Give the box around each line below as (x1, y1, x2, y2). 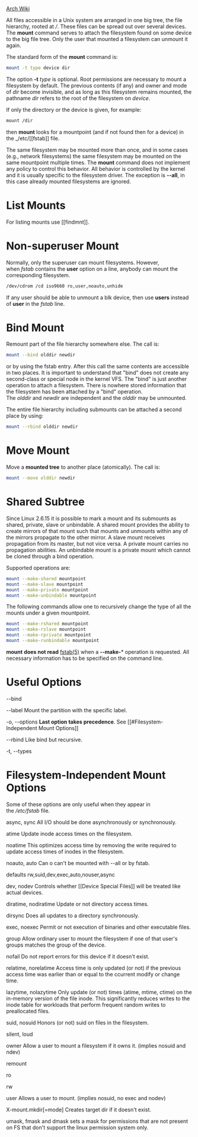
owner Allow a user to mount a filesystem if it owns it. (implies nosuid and (6, 1042, 186, 1049)
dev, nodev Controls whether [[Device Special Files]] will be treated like (6, 882, 181, 889)
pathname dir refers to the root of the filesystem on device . (6, 95, 151, 102)
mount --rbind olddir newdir (6, 424, 78, 430)
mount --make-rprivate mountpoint (6, 632, 92, 638)
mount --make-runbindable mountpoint (6, 638, 100, 644)
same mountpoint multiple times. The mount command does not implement (6, 159, 191, 166)
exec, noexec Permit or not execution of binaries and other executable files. (6, 923, 191, 931)
